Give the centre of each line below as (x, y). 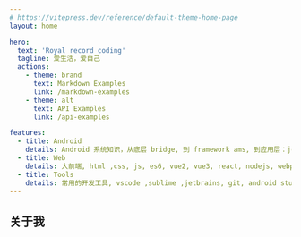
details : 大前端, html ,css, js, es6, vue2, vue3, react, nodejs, (150, 166)
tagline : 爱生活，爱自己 (59, 59)
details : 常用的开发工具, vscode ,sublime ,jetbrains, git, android (151, 183)
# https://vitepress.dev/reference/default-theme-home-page (124, 17)
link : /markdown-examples (81, 92)
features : (28, 133)
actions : (34, 67)
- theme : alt (50, 100)
